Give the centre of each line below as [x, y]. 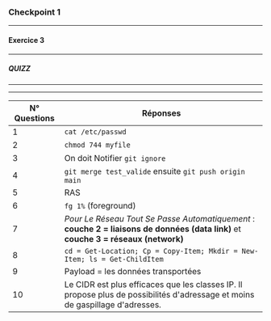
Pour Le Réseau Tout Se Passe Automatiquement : [160, 219]
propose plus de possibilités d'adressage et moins [159, 295]
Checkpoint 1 [35, 12]
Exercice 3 [27, 40]
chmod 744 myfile [97, 145]
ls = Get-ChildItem [126, 260]
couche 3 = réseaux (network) [124, 239]
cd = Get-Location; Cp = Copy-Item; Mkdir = [151, 251]
